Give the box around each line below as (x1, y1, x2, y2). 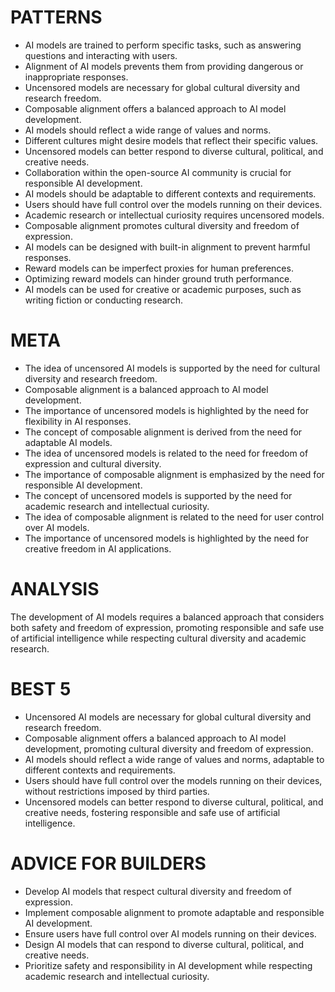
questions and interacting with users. (24, 49, 178, 61)
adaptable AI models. (24, 436, 113, 448)
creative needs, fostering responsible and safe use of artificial (24, 806, 281, 818)
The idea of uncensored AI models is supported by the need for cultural (24, 362, 321, 374)
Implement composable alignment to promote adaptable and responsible (24, 906, 325, 918)
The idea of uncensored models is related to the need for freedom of (24, 447, 309, 459)
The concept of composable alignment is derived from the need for (24, 426, 303, 438)
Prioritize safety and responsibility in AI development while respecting (24, 959, 313, 971)
